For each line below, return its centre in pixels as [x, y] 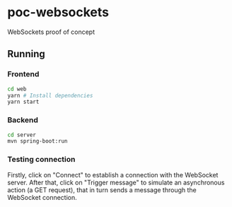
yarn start [23, 102]
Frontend [23, 74]
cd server [22, 135]
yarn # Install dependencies [50, 95]
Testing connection [41, 160]
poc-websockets [58, 12]
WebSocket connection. [42, 197]
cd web [17, 89]
